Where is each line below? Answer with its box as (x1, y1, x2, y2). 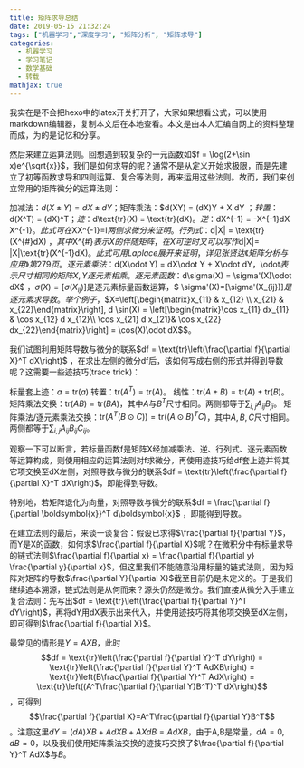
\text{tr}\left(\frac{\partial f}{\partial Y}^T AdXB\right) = (49, 661, 255, 672)
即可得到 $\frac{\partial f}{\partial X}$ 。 (9, 617, 157, 628)
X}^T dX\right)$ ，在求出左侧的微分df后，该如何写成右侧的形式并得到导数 (9, 355, 284, 366)
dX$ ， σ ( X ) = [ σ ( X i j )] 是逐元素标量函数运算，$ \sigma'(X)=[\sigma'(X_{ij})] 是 (9, 281, 292, 295)
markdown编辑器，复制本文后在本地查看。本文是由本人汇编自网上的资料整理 (9, 118, 295, 129)
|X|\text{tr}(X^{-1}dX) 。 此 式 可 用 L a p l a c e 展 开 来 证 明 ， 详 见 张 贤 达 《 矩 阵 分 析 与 (9, 247, 289, 258)
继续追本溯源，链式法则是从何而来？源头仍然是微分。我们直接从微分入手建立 (9, 584, 295, 595)
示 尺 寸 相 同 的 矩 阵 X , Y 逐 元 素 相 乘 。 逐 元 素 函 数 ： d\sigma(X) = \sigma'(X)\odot (9, 269, 292, 281)
